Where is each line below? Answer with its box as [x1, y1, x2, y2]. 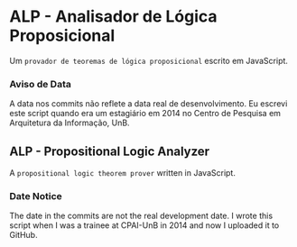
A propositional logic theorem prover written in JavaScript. [9, 168, 237, 178]
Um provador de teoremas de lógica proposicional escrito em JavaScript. [9, 55, 289, 66]
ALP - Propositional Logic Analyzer [9, 143, 210, 159]
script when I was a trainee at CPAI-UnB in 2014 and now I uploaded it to [9, 220, 280, 231]
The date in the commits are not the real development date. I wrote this [9, 210, 274, 222]
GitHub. [9, 230, 38, 241]
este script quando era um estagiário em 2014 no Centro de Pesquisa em [9, 108, 282, 119]
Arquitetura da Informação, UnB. [9, 117, 130, 128]
